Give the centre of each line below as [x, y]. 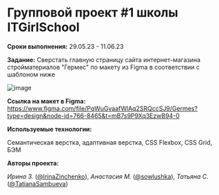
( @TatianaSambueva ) [38, 183]
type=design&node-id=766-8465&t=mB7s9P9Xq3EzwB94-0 [94, 116]
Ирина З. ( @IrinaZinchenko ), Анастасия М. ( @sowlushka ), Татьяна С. [108, 176]
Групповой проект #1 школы [93, 13]
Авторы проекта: [33, 163]
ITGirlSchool [43, 27]
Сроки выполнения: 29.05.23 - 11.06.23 [65, 46]
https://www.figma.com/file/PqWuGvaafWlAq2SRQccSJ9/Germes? [103, 108]
